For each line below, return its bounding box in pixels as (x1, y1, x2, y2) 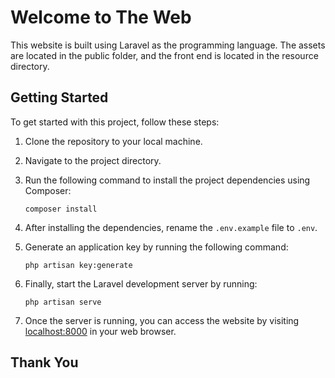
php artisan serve (24, 297, 102, 307)
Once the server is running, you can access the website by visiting (24, 314, 300, 326)
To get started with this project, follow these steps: (10, 116, 220, 128)
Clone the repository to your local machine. (24, 135, 203, 147)
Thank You (10, 354, 79, 371)
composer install (24, 204, 98, 214)
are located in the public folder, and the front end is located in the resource (10, 49, 319, 61)
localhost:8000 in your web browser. (24, 325, 177, 337)
